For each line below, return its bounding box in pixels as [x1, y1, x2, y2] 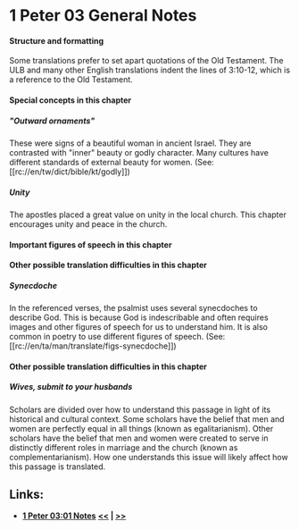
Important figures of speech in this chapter [9, 239, 172, 250]
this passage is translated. [9, 461, 106, 472]
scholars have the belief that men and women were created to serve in [9, 433, 270, 443]
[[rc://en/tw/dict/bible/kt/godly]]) [9, 166, 131, 177]
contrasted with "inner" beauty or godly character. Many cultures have [9, 147, 270, 157]
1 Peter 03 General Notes [9, 5, 197, 26]
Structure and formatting [9, 35, 104, 46]
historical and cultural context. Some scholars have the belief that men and [9, 413, 285, 425]
